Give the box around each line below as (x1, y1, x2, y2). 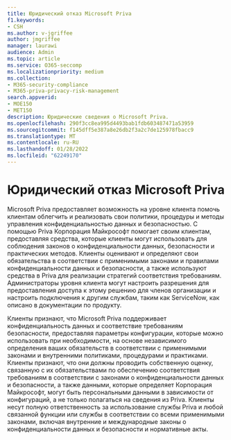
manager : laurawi (7, 42, 58, 49)
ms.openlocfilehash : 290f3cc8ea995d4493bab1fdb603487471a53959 (7, 119, 194, 127)
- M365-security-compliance (7, 81, 89, 88)
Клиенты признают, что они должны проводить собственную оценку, (7, 358, 214, 366)
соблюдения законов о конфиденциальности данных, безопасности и (7, 242, 215, 250)
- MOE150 (7, 101, 33, 108)
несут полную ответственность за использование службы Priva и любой (7, 403, 223, 411)
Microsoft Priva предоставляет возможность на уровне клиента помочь (7, 205, 221, 213)
